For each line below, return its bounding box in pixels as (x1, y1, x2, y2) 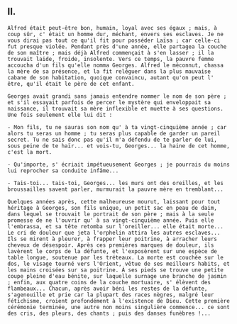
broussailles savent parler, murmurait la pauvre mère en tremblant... (7, 186, 224, 193)
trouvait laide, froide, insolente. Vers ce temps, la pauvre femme (7, 55, 214, 62)
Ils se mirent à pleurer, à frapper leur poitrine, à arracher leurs (7, 235, 218, 242)
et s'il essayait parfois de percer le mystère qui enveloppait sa (7, 99, 211, 106)
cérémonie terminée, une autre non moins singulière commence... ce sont (7, 303, 231, 311)
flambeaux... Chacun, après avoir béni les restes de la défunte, (7, 285, 208, 292)
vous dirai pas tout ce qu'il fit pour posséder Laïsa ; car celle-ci (7, 37, 221, 44)
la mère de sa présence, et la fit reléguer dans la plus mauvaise (7, 67, 211, 75)
